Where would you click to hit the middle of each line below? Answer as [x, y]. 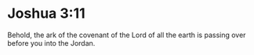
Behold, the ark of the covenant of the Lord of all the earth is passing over [127, 35]
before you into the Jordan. [51, 43]
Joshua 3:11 [46, 14]
